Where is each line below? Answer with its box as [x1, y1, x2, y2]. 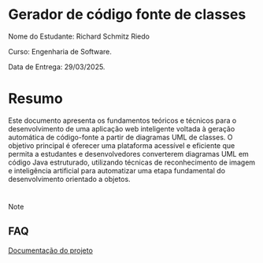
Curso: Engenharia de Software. [8, 46, 113, 56]
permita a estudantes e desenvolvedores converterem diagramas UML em [8, 149, 250, 158]
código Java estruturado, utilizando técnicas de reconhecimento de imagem [8, 157, 256, 167]
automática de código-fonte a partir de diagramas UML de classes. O [8, 132, 233, 142]
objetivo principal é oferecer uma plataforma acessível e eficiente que [8, 140, 235, 150]
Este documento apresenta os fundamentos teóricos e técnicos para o [8, 116, 237, 125]
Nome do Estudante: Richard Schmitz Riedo [8, 31, 150, 41]
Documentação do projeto [8, 246, 93, 255]
